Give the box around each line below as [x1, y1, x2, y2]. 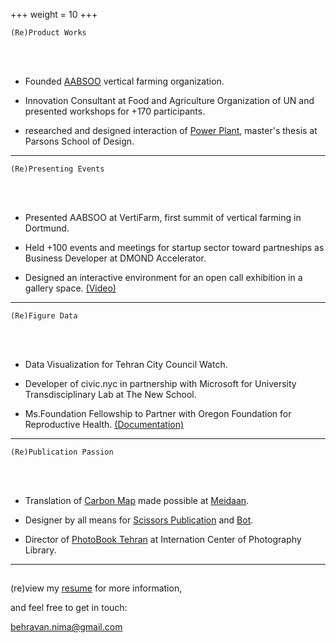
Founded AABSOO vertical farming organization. [24, 75, 225, 87]
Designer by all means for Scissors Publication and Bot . [24, 514, 254, 526]
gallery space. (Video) [24, 282, 117, 294]
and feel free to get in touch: [10, 602, 128, 614]
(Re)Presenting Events [10, 164, 105, 174]
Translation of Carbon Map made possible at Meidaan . [24, 495, 250, 506]
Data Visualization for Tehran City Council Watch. [24, 359, 228, 370]
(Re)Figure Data [10, 311, 78, 321]
